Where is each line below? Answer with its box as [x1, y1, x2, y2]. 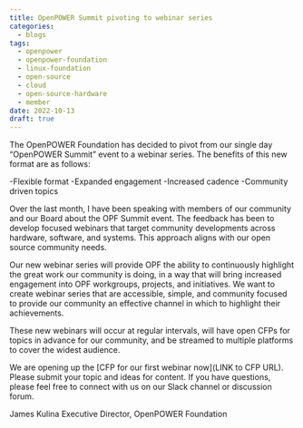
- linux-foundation [17, 64, 92, 73]
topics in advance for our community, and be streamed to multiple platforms [9, 335, 294, 345]
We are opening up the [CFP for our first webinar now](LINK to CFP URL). [9, 362, 284, 373]
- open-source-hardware [17, 89, 107, 98]
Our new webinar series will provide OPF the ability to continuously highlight [9, 259, 295, 270]
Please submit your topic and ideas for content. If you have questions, [9, 372, 271, 383]
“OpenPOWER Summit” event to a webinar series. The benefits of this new [9, 149, 288, 160]
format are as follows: [9, 159, 91, 170]
